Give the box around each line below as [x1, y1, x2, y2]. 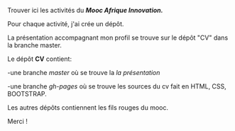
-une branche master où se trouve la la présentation [7, 69, 160, 76]
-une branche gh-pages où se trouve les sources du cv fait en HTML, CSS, [7, 82, 227, 91]
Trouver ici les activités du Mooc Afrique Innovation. [7, 6, 163, 14]
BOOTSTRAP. [7, 90, 48, 98]
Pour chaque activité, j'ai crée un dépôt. [7, 20, 124, 28]
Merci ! [7, 117, 28, 125]
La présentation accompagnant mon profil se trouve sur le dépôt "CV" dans [7, 33, 229, 42]
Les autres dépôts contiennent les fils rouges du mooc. [7, 103, 169, 112]
